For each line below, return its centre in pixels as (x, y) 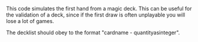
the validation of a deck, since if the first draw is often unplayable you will (95, 15)
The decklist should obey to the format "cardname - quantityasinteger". (93, 33)
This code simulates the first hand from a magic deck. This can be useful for (99, 9)
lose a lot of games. (30, 21)
